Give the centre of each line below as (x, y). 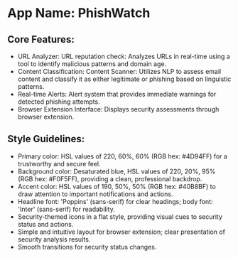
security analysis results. (54, 239)
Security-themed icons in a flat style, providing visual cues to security (120, 216)
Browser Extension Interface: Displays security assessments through (118, 109)
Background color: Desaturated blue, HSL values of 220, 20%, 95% (117, 171)
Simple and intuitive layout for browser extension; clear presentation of (121, 232)
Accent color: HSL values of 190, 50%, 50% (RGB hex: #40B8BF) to (117, 186)
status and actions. (45, 224)
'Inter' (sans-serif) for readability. (66, 209)
